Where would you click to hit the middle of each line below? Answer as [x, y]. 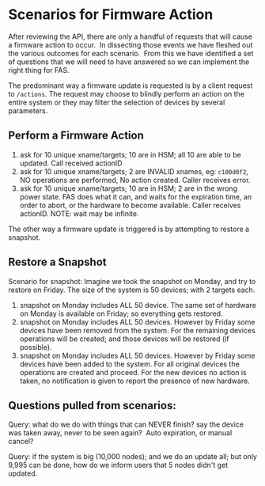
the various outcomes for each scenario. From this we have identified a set [131, 53]
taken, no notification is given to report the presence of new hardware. [135, 381]
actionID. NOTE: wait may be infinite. [79, 213]
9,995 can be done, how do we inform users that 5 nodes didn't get [118, 465]
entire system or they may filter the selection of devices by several [117, 102]
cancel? [21, 442]
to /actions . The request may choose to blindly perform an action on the [127, 93]
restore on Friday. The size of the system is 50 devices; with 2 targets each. [132, 290]
